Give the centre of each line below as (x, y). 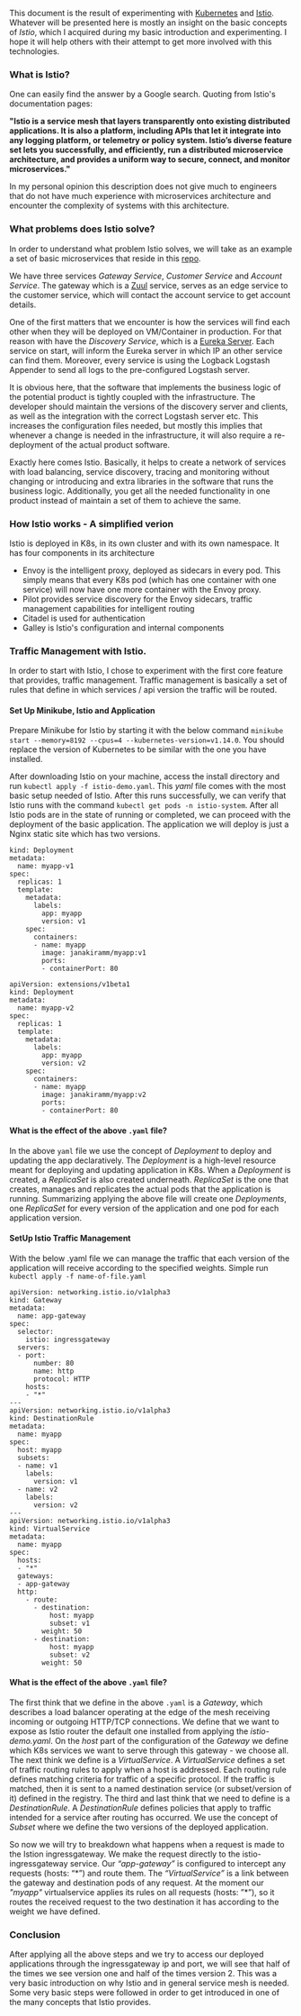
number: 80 (53, 1363)
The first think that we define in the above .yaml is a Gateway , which (136, 1703)
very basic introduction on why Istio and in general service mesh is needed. (149, 1983)
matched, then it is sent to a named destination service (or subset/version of (150, 1789)
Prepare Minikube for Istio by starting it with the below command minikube (146, 731)
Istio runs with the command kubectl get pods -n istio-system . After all (144, 805)
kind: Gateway (36, 1300)
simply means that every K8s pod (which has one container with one (149, 579)
